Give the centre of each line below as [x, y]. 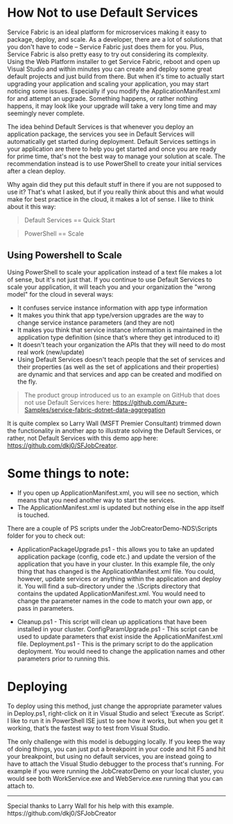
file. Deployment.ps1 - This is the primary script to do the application [115, 643]
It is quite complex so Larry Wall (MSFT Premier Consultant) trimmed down [114, 423]
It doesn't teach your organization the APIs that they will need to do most [121, 345]
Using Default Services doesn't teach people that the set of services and [121, 359]
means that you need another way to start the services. [96, 500]
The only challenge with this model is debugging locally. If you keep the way [116, 741]
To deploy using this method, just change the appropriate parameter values [115, 706]
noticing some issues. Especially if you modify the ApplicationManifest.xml [114, 91]
